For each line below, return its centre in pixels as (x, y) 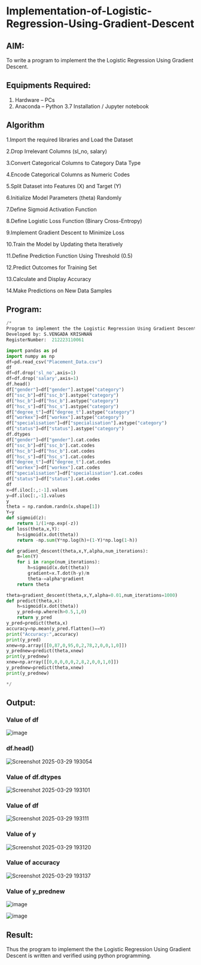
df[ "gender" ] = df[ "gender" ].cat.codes (53, 440)
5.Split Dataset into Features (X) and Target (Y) (64, 186)
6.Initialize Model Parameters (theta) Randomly (64, 197)
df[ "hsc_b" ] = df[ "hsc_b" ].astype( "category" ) (63, 401)
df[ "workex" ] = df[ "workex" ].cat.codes (53, 468)
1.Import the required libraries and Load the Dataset (70, 140)
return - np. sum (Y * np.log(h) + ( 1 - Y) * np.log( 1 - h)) (77, 540)
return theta (33, 584)
